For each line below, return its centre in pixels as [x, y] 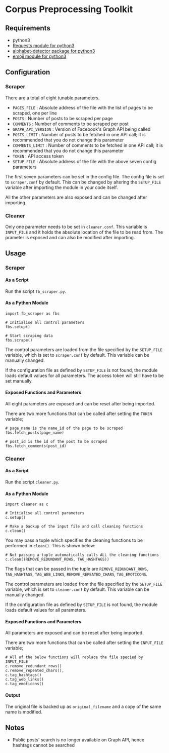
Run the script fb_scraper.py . [36, 291]
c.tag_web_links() [24, 680]
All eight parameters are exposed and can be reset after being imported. [80, 403]
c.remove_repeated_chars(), [35, 671]
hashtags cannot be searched [43, 745]
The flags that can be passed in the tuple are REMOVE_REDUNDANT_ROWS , [77, 569]
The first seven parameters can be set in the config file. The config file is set [85, 176]
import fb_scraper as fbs [32, 313]
